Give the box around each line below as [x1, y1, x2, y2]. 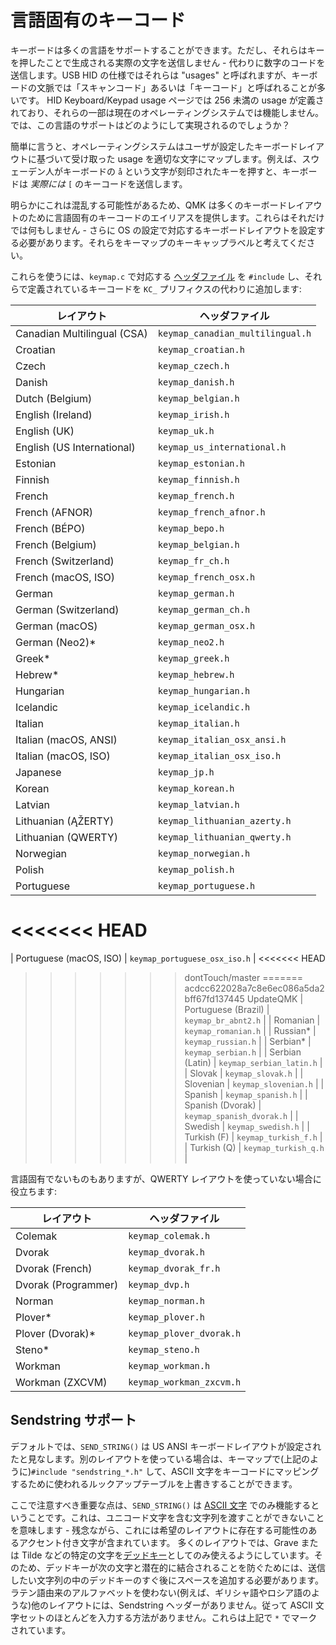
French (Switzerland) [15, 554, 115, 568]
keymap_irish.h [157, 409, 230, 420]
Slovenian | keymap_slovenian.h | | [184, 1077, 325, 1090]
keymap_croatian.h [157, 344, 245, 355]
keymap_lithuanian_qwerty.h [157, 831, 292, 843]
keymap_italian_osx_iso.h [157, 750, 282, 761]
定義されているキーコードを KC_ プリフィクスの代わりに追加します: [27, 282, 302, 295]
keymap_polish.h [157, 864, 235, 875]
